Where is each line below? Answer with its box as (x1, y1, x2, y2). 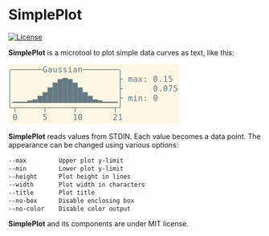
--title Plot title (8, 189, 95, 197)
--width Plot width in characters (8, 181, 146, 189)
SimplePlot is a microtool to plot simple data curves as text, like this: (8, 47, 234, 57)
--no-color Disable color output (8, 205, 131, 213)
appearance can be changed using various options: (8, 140, 179, 149)
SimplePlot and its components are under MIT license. (8, 218, 189, 228)
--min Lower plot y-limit (8, 165, 124, 173)
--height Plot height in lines (8, 173, 131, 181)
